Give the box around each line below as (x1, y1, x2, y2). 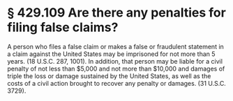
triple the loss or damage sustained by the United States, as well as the (7, 71, 211, 80)
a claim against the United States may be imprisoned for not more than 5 (7, 50, 216, 58)
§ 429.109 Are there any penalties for (7, 5, 227, 21)
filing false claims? (7, 19, 119, 35)
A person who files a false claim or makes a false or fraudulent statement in (7, 42, 225, 50)
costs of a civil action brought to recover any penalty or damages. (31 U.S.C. (7, 79, 227, 87)
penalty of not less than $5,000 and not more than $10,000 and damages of (7, 64, 225, 73)
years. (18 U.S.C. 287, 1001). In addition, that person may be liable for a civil (7, 57, 223, 65)
